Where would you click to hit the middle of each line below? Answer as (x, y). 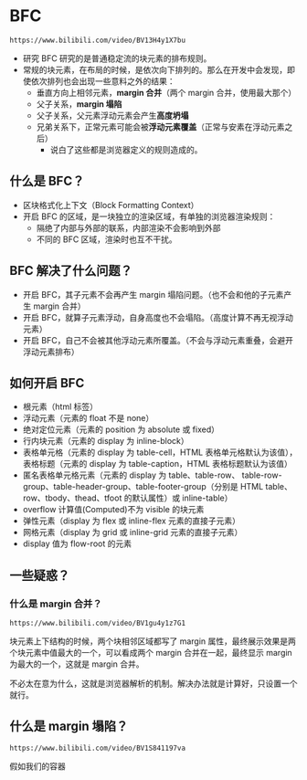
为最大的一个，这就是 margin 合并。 (77, 664)
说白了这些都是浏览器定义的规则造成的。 (126, 149)
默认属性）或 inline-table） (182, 498)
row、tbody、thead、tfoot (72, 498)
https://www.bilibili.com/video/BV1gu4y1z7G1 (97, 623)
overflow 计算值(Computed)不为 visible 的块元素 (113, 510)
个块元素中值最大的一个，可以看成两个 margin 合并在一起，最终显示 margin (151, 653)
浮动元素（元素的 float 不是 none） (88, 418)
